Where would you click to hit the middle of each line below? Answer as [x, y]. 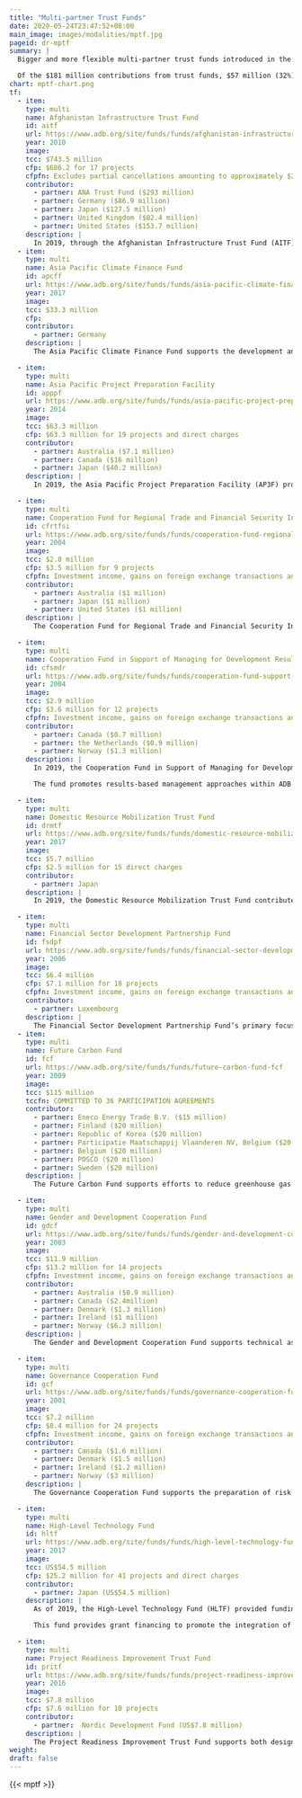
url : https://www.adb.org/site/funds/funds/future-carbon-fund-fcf [154, 1067]
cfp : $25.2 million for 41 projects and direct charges [133, 1575]
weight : [24, 1750]
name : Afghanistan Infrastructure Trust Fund [112, 118]
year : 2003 [46, 1242]
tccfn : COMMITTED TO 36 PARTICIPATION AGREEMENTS [120, 1101]
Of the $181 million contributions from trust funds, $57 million [144, 76]
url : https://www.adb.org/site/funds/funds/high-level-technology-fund [162, 1543]
